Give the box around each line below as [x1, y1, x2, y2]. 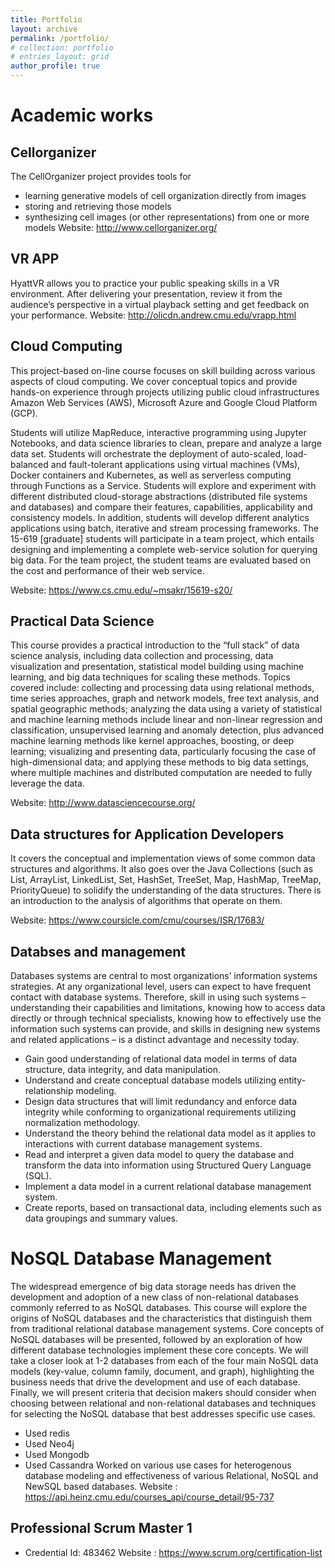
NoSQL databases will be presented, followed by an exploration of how [10, 1334, 303, 1345]
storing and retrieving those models [24, 201, 172, 212]
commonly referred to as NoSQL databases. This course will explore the [10, 1302, 308, 1313]
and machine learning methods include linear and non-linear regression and [10, 714, 323, 726]
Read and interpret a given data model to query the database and [24, 1149, 295, 1161]
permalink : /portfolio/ [10, 33, 110, 43]
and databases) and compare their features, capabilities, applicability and [10, 501, 313, 513]
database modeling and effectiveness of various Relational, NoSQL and [24, 1470, 319, 1481]
